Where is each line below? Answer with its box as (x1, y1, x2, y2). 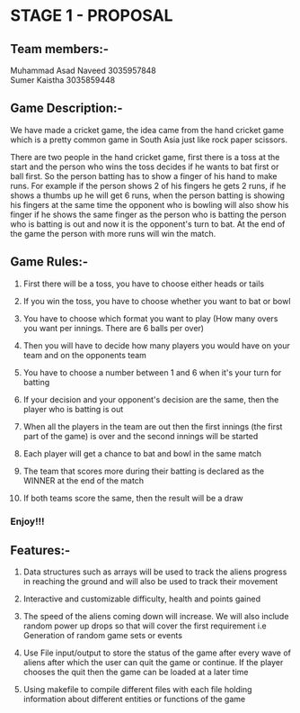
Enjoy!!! (10, 515, 45, 528)
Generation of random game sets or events (22, 630, 183, 641)
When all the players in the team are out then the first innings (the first (22, 420, 283, 432)
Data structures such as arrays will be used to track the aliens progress (22, 566, 287, 577)
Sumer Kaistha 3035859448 (10, 75, 116, 86)
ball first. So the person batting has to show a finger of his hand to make (10, 170, 278, 181)
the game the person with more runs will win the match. (10, 228, 216, 239)
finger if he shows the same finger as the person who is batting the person (10, 209, 287, 220)
